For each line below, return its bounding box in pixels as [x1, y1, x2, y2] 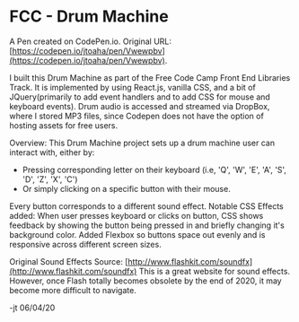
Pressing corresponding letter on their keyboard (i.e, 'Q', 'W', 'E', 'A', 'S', [22, 164, 287, 175]
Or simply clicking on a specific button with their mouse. [22, 183, 231, 194]
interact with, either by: [9, 146, 95, 158]
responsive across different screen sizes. [9, 239, 162, 249]
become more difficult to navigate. [9, 284, 136, 295]
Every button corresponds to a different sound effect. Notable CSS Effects [9, 200, 285, 212]
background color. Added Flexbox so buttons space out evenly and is [9, 229, 266, 239]
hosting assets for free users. [9, 119, 119, 131]
